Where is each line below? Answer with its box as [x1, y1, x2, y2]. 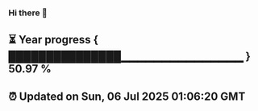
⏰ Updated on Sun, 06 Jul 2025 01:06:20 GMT [8, 89, 246, 103]
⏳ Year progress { [8, 33, 99, 47]
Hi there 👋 [8, 7, 48, 18]
